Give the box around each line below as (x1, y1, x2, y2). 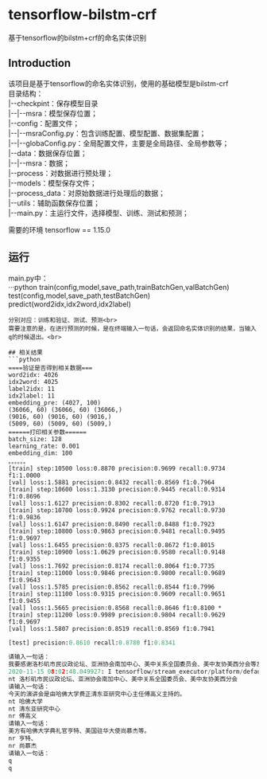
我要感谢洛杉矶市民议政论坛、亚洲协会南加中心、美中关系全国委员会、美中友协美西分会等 (8, 660, 257, 668)
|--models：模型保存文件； (8, 178, 97, 188)
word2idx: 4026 (8, 370, 59, 379)
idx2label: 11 (8, 392, 56, 400)
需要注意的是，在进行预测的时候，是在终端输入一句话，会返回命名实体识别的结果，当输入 (8, 324, 257, 332)
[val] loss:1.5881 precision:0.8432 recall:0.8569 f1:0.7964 (8, 478, 215, 487)
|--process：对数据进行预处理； (8, 168, 114, 178)
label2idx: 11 (8, 385, 56, 393)
